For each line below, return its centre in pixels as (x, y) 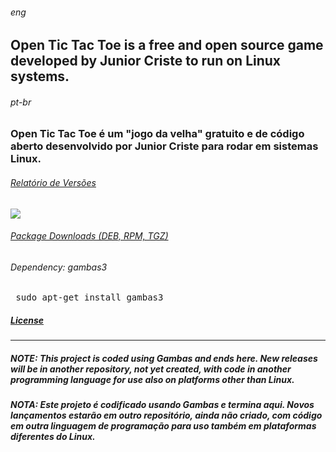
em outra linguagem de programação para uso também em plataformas (163, 426)
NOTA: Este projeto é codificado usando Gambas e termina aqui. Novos (162, 405)
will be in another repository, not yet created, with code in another (151, 369)
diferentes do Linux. (53, 437)
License (27, 320)
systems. (40, 76)
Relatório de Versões (53, 182)
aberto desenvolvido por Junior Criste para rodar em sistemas (164, 146)
